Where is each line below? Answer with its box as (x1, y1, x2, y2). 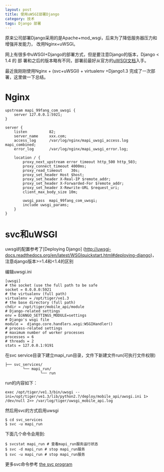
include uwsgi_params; (23, 202, 69, 208)
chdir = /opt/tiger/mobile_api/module (5, 305, 84, 309)
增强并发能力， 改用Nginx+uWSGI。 (5, 41, 78, 47)
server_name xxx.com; (14, 134, 67, 139)
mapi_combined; (5, 142, 36, 147)
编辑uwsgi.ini (5, 269, 32, 275)
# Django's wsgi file (5, 317, 50, 322)
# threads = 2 (5, 339, 34, 344)
